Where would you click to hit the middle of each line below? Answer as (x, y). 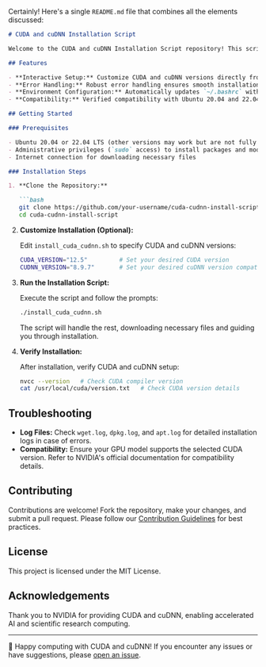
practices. (25, 527)
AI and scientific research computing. (69, 623)
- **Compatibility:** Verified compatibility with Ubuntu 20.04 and (123, 100)
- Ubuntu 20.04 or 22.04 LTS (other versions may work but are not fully (133, 142)
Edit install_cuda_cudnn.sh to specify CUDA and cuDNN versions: (128, 245)
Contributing (40, 491)
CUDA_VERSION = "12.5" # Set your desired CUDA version (124, 260)
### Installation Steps (47, 171)
